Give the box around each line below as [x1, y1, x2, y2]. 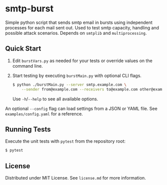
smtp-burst [5, 3, 54, 14]
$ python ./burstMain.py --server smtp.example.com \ [12, 82, 127, 87]
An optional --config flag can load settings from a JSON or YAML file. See [5, 105, 158, 111]
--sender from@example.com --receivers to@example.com [21, 87, 138, 92]
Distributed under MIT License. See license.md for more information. [5, 175, 146, 181]
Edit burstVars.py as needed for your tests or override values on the [12, 58, 153, 64]
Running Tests [5, 125, 51, 133]
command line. [12, 63, 43, 69]
